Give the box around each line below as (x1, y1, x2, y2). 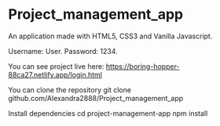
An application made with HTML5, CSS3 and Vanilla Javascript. (8, 31, 213, 41)
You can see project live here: (8, 61, 104, 71)
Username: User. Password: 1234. (8, 46, 118, 56)
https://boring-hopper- (105, 61, 180, 71)
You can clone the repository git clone (8, 85, 132, 95)
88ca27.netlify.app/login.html (8, 70, 102, 79)
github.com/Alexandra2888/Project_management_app (8, 93, 184, 103)
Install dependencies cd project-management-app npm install (8, 108, 208, 118)
